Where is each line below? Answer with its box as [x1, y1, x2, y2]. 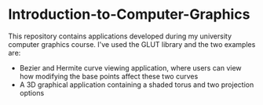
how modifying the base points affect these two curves [19, 71, 199, 81]
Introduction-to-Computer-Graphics [8, 5, 250, 24]
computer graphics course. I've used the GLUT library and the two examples [8, 39, 256, 49]
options [19, 88, 45, 97]
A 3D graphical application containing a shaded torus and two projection [19, 80, 254, 89]
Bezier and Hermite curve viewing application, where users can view [19, 63, 242, 72]
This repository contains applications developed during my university [8, 31, 232, 41]
